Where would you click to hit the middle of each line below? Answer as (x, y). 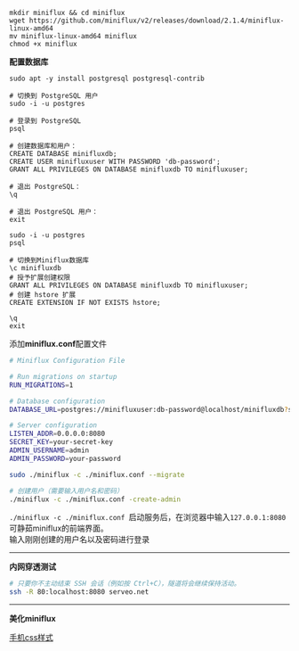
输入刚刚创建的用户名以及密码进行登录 (79, 540)
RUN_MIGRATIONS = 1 (41, 385)
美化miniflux (32, 619)
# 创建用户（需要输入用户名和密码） (66, 490)
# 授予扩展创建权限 (40, 277)
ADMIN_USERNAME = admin (49, 450)
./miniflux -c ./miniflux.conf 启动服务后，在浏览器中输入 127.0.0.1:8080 (148, 517)
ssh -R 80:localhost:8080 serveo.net (79, 592)
